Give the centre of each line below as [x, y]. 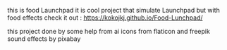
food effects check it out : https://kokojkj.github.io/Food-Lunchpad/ [105, 18]
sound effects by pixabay [44, 39]
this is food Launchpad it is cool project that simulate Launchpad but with [114, 10]
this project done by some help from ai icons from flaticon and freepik [109, 31]
